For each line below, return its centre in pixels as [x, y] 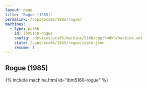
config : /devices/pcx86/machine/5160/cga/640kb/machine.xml [79, 38]
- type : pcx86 [24, 29]
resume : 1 [25, 48]
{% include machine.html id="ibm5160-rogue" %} [57, 80]
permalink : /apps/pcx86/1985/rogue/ [44, 19]
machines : [16, 24]
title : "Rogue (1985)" [29, 15]
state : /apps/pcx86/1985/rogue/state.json [59, 43]
